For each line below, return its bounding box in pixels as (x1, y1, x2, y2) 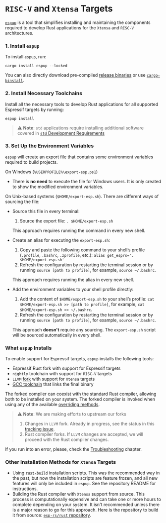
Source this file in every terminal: (12, 208, 80, 214)
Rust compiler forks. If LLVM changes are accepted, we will (24, 431, 144, 437)
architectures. (5, 30, 34, 36)
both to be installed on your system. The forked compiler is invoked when (5, 396, 155, 402)
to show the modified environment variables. (12, 184, 104, 190)
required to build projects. (5, 159, 58, 165)
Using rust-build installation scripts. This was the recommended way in (12, 470, 160, 476)
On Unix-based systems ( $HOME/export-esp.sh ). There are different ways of (5, 193, 159, 199)
